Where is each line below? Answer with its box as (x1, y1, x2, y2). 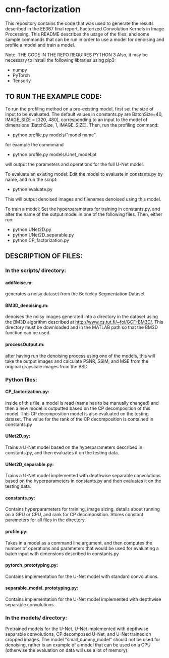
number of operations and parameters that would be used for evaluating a (5, 545, 159, 551)
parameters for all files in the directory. (5, 517, 86, 523)
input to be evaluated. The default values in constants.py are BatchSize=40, (5, 111, 163, 117)
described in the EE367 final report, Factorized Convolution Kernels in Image (5, 25, 164, 31)
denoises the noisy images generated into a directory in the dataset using (5, 314, 158, 320)
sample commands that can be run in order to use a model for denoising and (5, 36, 164, 43)
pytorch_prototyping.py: (5, 562, 59, 568)
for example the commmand (5, 141, 64, 147)
